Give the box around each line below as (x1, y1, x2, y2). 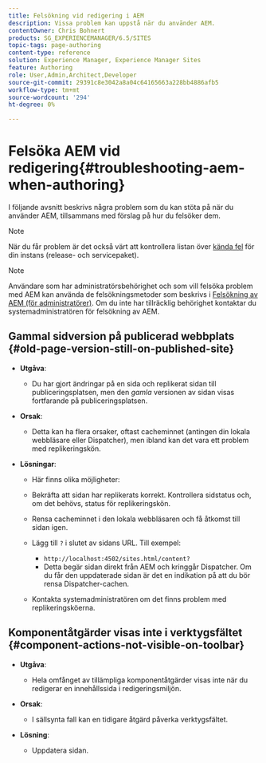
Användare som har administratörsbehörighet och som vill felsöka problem (8, 281, 253, 291)
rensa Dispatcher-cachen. (43, 579, 130, 588)
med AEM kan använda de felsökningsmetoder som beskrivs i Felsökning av (8, 290, 258, 299)
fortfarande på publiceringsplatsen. (31, 396, 148, 405)
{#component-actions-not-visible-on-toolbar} (8, 638, 245, 652)
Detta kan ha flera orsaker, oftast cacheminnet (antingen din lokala (31, 426, 251, 436)
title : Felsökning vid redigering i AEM (8, 11, 145, 20)
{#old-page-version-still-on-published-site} (8, 342, 235, 356)
